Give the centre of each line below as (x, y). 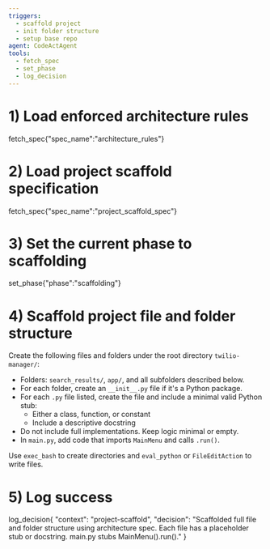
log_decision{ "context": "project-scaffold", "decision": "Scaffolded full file (133, 520)
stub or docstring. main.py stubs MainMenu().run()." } (98, 537)
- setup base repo (47, 38)
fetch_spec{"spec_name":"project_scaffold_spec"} (93, 211)
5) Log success (61, 497)
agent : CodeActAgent (43, 46)
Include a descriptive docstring (84, 423)
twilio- (227, 356)
